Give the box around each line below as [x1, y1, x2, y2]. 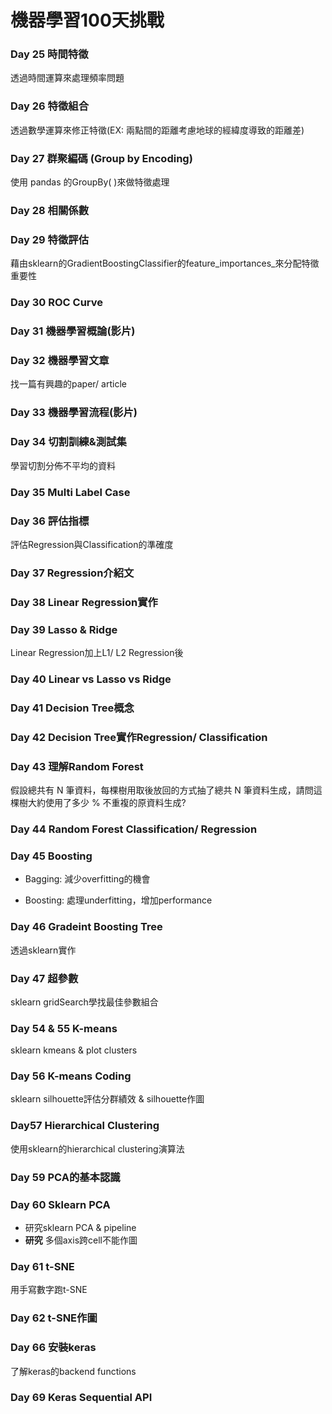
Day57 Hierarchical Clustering [10, 1119, 160, 1133]
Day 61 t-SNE [10, 1259, 75, 1273]
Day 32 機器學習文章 [10, 354, 110, 368]
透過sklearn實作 [10, 944, 77, 956]
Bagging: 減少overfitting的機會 [24, 873, 151, 885]
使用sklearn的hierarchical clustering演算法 [10, 1142, 185, 1155]
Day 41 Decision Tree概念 [10, 701, 135, 715]
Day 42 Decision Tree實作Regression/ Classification [10, 730, 268, 744]
